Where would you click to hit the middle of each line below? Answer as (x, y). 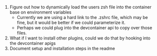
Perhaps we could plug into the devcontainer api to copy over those (85, 28)
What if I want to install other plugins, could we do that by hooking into (80, 38)
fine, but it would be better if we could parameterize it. (71, 22)
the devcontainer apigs (32, 43)
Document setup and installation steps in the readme (62, 48)
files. (22, 33)
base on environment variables (40, 12)
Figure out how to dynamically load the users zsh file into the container (80, 7)
